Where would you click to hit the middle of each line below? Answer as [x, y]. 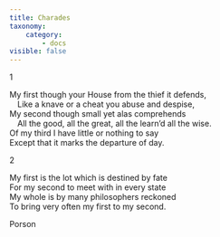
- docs [54, 43]
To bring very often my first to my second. [88, 207]
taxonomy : [28, 26]
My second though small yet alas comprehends [98, 114]
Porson [23, 224]
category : [44, 34]
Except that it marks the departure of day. [87, 143]
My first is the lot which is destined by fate [88, 178]
